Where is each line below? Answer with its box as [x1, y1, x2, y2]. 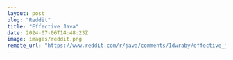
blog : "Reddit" [7, 17, 51, 23]
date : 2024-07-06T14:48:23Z [7, 29, 89, 37]
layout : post [7, 10, 45, 17]
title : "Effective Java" [7, 23, 79, 30]
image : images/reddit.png [7, 36, 82, 43]
